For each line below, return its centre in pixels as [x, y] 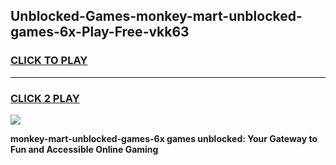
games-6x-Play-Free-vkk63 [100, 32]
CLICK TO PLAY [49, 61]
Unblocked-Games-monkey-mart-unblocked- [156, 16]
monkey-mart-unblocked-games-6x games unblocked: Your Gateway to [164, 138]
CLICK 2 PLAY [45, 98]
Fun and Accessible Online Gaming [84, 149]
